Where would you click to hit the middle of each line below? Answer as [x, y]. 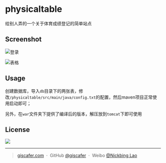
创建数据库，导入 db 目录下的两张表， [42, 91]
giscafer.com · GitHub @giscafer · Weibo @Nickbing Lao [77, 156]
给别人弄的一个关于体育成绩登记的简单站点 [48, 23]
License [18, 130]
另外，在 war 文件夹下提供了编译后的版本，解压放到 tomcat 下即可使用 [74, 114]
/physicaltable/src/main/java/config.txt [53, 98]
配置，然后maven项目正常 [126, 97]
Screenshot [23, 39]
